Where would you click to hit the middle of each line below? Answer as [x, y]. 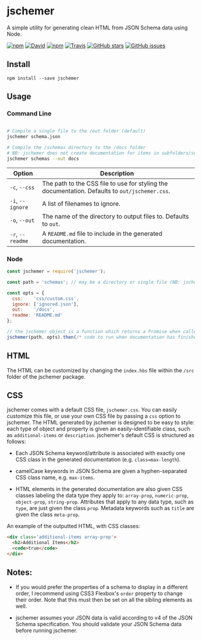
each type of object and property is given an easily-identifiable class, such [98, 429]
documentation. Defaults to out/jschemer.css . [106, 191]
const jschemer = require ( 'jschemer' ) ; [56, 272]
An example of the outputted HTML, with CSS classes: [74, 526]
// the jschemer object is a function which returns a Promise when [94, 332]
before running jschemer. [47, 630]
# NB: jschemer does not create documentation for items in [83, 153]
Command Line [29, 114]
